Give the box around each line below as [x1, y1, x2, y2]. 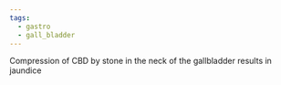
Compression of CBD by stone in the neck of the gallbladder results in [9, 56, 272, 67]
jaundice [9, 65, 42, 76]
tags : [9, 13, 30, 23]
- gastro [17, 22, 51, 31]
